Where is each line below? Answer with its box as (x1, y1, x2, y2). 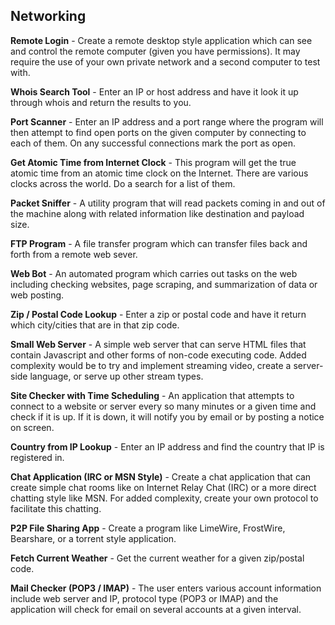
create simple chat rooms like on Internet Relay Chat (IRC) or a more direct (10, 481, 317, 493)
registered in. (10, 451, 65, 463)
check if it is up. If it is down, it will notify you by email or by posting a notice (10, 410, 325, 423)
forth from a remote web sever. (10, 248, 138, 260)
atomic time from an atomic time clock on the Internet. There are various (10, 167, 309, 179)
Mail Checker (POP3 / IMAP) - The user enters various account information (10, 582, 322, 594)
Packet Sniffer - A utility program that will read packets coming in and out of (10, 197, 326, 209)
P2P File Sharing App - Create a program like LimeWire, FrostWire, (10, 522, 286, 534)
